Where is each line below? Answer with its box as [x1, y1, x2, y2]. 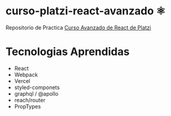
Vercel [14, 77, 30, 84]
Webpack [14, 71, 38, 78]
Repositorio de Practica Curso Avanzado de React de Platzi [5, 24, 151, 31]
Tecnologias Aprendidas [5, 45, 130, 59]
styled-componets [14, 84, 60, 91]
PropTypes [14, 103, 41, 110]
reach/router [14, 96, 45, 103]
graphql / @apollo [14, 90, 59, 97]
